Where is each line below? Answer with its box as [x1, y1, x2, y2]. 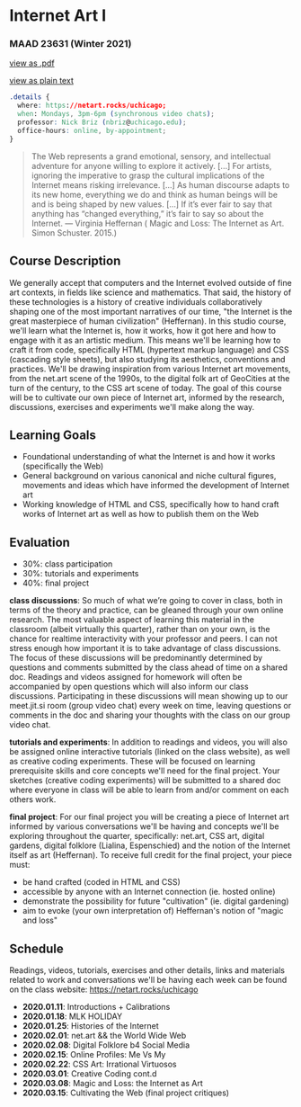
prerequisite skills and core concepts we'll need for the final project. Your [9, 765, 280, 776]
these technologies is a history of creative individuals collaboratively [9, 296, 262, 307]
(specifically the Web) [22, 460, 104, 472]
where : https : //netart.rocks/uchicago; [17, 101, 167, 111]
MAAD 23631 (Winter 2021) [9, 38, 132, 50]
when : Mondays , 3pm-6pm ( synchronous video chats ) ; [17, 110, 216, 119]
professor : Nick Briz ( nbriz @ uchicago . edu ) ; [17, 118, 187, 127]
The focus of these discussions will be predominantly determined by [9, 653, 263, 664]
